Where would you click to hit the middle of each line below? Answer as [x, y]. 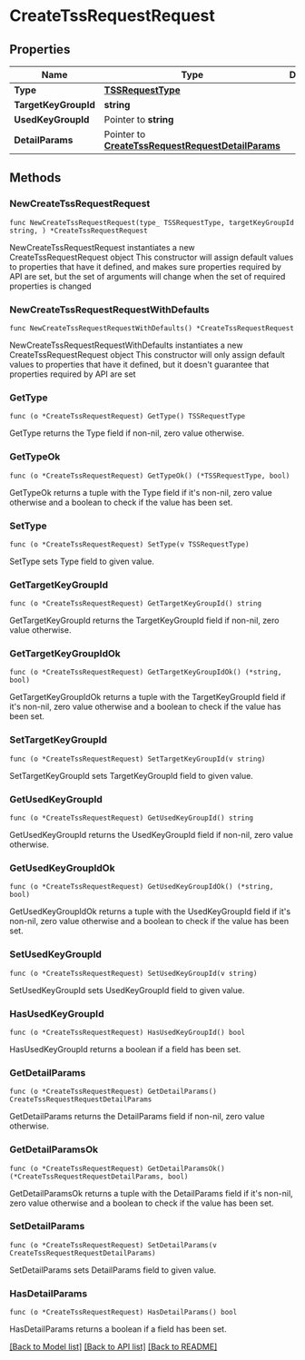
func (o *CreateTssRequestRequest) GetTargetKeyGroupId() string [135, 604]
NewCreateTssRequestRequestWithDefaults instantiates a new [126, 345]
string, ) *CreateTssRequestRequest [79, 231]
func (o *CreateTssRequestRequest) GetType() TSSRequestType [128, 417]
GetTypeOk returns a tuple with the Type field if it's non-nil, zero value [141, 492]
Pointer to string [139, 119]
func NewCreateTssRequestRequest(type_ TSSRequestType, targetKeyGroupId [152, 222]
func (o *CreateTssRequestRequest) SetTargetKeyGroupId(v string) [138, 759]
